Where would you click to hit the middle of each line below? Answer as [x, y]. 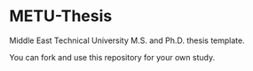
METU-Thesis [61, 16]
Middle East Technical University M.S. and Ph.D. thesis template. [127, 40]
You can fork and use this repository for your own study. [112, 57]
